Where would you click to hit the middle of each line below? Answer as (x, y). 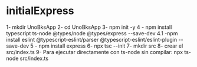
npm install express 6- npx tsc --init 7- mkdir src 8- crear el (111, 46)
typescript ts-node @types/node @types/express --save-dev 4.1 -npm (92, 33)
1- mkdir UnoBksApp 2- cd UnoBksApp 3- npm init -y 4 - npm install (89, 27)
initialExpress (40, 11)
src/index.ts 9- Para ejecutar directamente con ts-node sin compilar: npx (95, 52)
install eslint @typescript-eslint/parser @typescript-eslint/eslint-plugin (92, 39)
